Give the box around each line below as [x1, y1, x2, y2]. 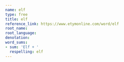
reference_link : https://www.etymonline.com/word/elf [5, 21, 120, 26]
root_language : [5, 30, 37, 35]
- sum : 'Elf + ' [5, 44, 39, 49]
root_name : [5, 26, 28, 31]
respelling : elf [9, 49, 43, 54]
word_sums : [5, 40, 28, 45]
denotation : [5, 35, 30, 40]
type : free [5, 12, 28, 17]
